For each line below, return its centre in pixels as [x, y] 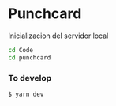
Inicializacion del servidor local [58, 36]
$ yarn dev [26, 94]
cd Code [21, 50]
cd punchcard [30, 57]
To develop [30, 78]
